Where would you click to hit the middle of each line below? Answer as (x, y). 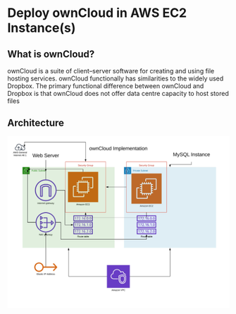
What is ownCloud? (51, 54)
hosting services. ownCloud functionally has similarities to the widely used (116, 78)
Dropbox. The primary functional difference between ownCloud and (106, 86)
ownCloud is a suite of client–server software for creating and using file (111, 71)
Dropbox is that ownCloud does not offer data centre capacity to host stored (118, 93)
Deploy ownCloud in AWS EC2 (97, 13)
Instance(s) (42, 28)
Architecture (36, 123)
